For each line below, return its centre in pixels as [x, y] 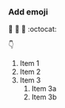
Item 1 [29, 64]
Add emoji [28, 12]
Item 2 [30, 72]
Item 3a [44, 89]
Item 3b [44, 97]
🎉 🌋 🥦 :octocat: [32, 29]
